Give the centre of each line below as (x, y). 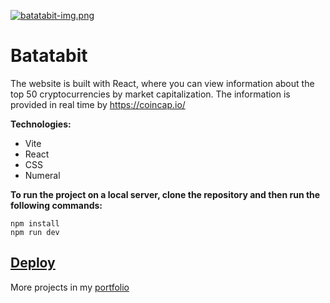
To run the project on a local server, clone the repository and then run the (165, 194)
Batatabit (49, 56)
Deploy (33, 263)
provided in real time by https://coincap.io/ (98, 104)
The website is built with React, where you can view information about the (162, 83)
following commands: (56, 205)
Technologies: (41, 124)
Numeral (42, 175)
